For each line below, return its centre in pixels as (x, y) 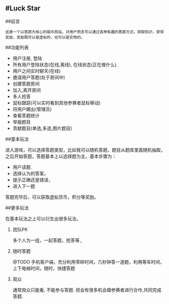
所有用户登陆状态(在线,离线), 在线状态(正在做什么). (65, 64)
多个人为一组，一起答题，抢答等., (47, 240)
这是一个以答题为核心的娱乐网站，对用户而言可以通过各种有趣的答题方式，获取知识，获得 (84, 32)
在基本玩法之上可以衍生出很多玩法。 (43, 218)
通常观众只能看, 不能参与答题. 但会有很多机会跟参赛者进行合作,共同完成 (87, 290)
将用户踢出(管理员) (32, 109)
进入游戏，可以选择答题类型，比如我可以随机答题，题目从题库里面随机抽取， (85, 150)
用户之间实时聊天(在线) (37, 71)
